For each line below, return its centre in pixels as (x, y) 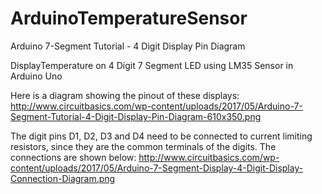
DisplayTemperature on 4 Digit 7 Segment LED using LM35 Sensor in (152, 65)
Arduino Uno (36, 76)
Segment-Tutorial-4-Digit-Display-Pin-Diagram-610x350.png (136, 116)
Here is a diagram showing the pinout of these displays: (125, 95)
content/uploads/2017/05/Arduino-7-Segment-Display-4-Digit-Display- (157, 168)
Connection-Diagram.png (63, 178)
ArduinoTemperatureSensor (129, 18)
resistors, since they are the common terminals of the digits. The (143, 146)
